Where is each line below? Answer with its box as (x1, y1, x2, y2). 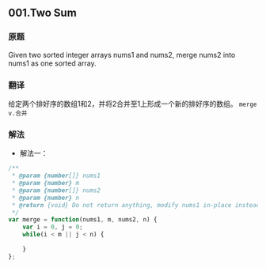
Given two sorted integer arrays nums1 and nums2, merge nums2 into (8, 50, 236, 59)
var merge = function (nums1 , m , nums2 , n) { (8, 216, 158, 224)
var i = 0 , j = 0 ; (22, 223, 83, 232)
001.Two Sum (8, 6, 77, 20)
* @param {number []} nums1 (11, 172, 101, 180)
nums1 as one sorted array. (8, 59, 97, 68)
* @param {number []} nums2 (11, 186, 101, 194)
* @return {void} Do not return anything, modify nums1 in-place (11, 201, 232, 209)
